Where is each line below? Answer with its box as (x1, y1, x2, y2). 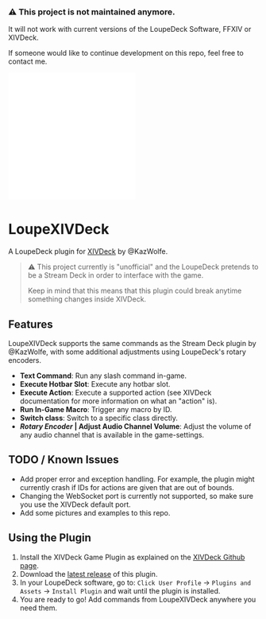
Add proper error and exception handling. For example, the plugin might (19, 474, 256, 484)
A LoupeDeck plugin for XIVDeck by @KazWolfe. (8, 247, 168, 256)
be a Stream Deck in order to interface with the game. (27, 271, 204, 280)
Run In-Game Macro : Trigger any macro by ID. (19, 405, 172, 415)
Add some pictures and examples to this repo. (19, 508, 171, 517)
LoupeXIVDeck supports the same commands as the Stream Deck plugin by (8, 339, 256, 348)
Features (8, 317, 53, 331)
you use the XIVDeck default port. (19, 500, 131, 509)
